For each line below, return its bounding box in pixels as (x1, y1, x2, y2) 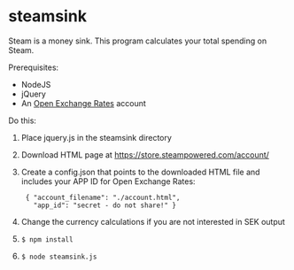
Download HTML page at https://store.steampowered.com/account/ (20, 149, 269, 160)
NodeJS (20, 79, 51, 89)
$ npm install (20, 235, 73, 244)
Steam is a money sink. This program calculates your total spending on (8, 35, 267, 46)
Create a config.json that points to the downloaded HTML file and (20, 166, 260, 177)
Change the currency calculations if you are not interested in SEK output (20, 216, 285, 227)
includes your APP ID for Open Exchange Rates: (20, 175, 196, 187)
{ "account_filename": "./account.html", (25, 193, 181, 202)
